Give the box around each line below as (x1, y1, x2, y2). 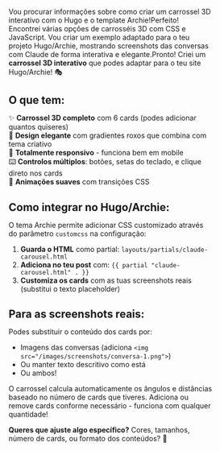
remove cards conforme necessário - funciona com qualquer (8, 401, 211, 411)
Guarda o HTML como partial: (20, 244, 120, 254)
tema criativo (8, 139, 52, 149)
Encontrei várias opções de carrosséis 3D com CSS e (8, 24, 186, 33)
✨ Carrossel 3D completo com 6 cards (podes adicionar (8, 113, 197, 123)
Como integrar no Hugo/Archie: (8, 201, 170, 214)
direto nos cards (8, 168, 63, 178)
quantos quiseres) (8, 122, 69, 132)
